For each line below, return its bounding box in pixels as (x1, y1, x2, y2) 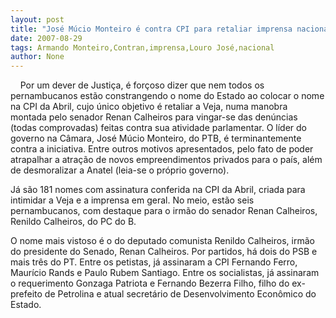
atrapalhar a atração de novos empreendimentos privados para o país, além (10, 154, 323, 166)
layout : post (10, 14, 65, 25)
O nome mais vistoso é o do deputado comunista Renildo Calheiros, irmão (10, 235, 315, 247)
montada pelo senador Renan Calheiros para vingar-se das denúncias (10, 111, 298, 123)
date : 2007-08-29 (10, 33, 83, 43)
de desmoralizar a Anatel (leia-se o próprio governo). (10, 164, 230, 176)
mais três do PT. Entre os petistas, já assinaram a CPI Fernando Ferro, (10, 256, 298, 268)
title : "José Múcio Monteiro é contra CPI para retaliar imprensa (10, 24, 293, 34)
